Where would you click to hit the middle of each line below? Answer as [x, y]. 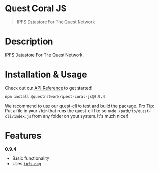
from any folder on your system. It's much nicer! [80, 116]
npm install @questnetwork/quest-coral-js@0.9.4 [55, 97]
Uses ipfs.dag [26, 163]
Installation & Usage [46, 74]
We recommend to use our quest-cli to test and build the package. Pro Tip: [79, 106]
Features [23, 136]
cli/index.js [18, 116]
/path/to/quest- [135, 111]
